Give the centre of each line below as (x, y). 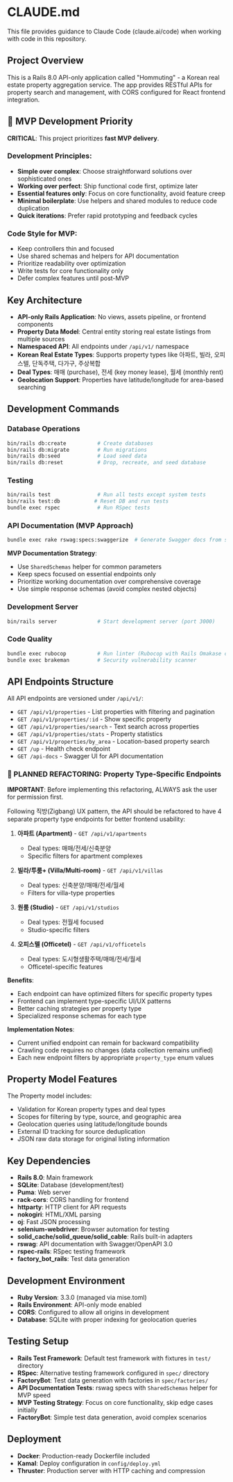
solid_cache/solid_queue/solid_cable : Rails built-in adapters (105, 1237)
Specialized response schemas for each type (82, 1016)
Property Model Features (62, 1079)
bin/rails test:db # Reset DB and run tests (88, 501)
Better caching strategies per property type (79, 1008)
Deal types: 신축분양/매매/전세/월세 (76, 885)
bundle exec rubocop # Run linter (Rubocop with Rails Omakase (114, 653)
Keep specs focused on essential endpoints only (86, 574)
